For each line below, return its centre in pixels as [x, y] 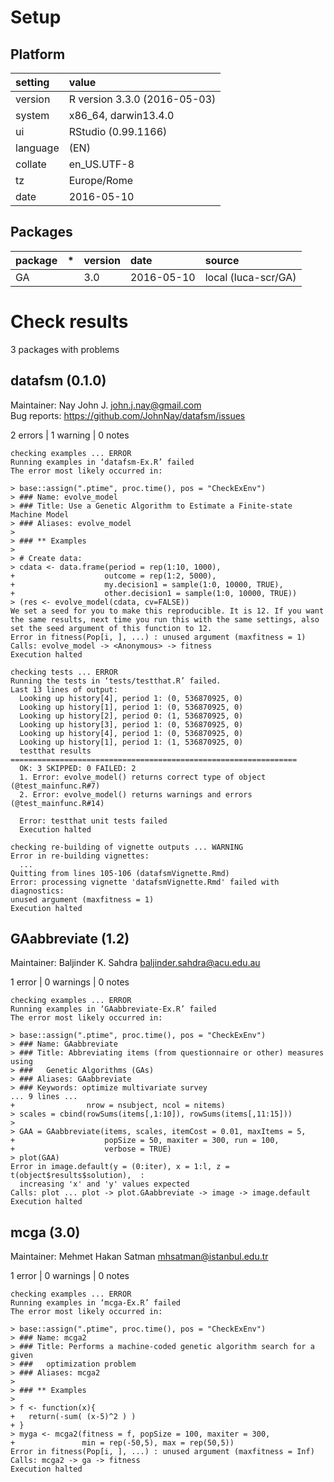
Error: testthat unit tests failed [93, 821]
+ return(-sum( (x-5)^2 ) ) [73, 1417]
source [222, 260]
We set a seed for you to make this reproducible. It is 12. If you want [167, 611]
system [32, 115]
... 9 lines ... [44, 1097]
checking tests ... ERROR [64, 672]
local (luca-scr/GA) [250, 277]
